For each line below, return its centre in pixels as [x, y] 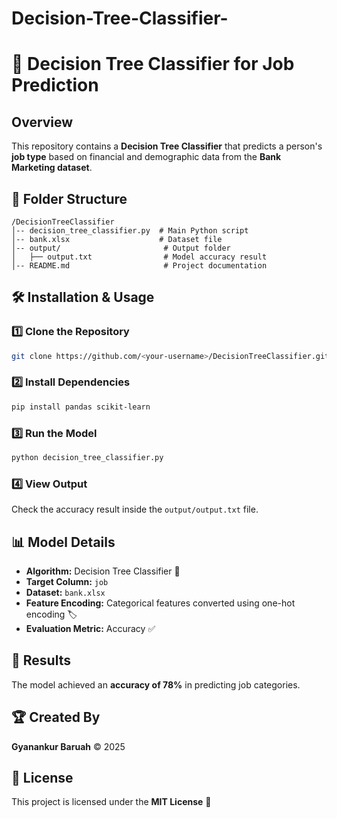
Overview [42, 122]
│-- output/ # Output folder [121, 248]
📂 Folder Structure [69, 198]
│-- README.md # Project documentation [139, 266]
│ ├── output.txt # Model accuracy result [139, 257]
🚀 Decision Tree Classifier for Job [153, 64]
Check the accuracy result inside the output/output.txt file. [135, 509]
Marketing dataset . [52, 168]
